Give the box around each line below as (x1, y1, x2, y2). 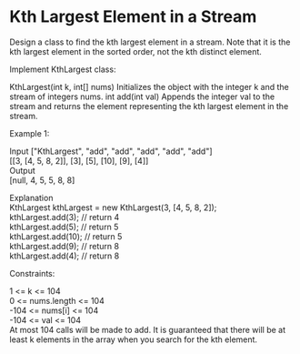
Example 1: (9, 127, 50, 138)
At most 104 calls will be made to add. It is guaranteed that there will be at (9, 324, 286, 335)
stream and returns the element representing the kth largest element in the (9, 100, 289, 111)
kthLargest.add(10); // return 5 (9, 230, 123, 242)
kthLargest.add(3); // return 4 (9, 211, 120, 222)
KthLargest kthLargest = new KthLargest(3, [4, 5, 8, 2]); (9, 202, 217, 213)
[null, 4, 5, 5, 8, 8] (9, 175, 75, 186)
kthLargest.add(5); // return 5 (9, 221, 119, 232)
